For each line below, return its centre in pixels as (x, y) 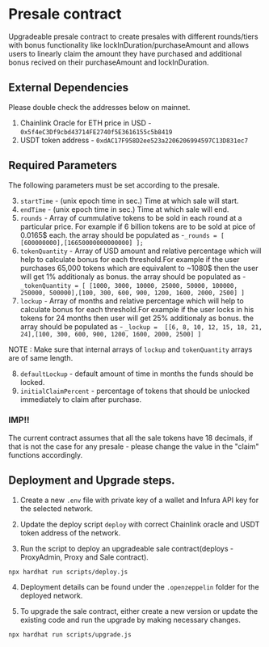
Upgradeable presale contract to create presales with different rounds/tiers (133, 36)
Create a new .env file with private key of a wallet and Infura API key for (139, 500)
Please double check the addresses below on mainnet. (99, 107)
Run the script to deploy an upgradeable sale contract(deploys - (127, 548)
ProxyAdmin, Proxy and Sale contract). (84, 557)
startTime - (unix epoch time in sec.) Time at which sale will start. (129, 201)
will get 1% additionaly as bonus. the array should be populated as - (133, 277)
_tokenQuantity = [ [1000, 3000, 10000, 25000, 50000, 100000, (129, 285)
